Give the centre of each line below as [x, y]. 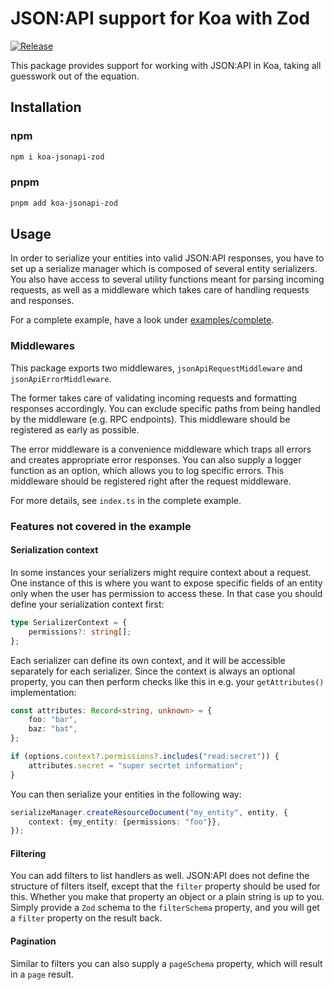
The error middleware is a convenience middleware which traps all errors [161, 449]
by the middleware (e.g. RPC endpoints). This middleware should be [150, 419]
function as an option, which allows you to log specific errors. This [147, 470]
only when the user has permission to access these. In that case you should [166, 593]
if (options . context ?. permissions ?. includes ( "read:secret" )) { [145, 757]
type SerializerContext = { [69, 622]
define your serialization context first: [87, 604]
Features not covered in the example [101, 526]
